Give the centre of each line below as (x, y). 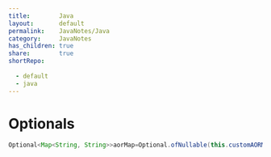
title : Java (41, 16)
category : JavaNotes (50, 38)
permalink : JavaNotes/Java (59, 31)
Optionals (42, 123)
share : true (41, 53)
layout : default (46, 23)
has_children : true (41, 46)
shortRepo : (27, 62)
